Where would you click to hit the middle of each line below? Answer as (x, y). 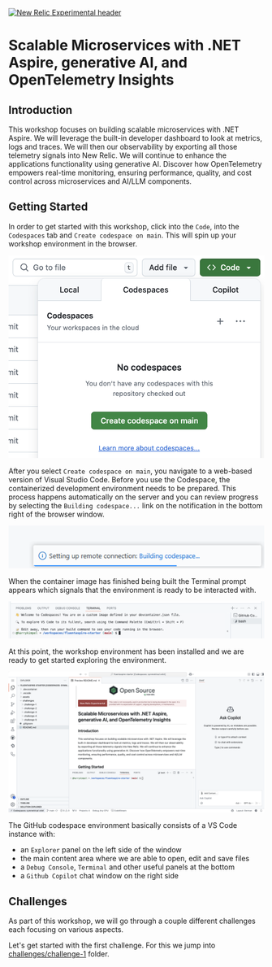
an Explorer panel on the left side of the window (101, 850)
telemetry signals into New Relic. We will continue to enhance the (118, 155)
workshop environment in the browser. (73, 243)
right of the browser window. (56, 514)
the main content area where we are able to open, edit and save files (135, 859)
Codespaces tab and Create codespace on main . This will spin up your (123, 235)
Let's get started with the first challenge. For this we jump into (112, 945)
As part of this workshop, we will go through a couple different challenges (132, 921)
